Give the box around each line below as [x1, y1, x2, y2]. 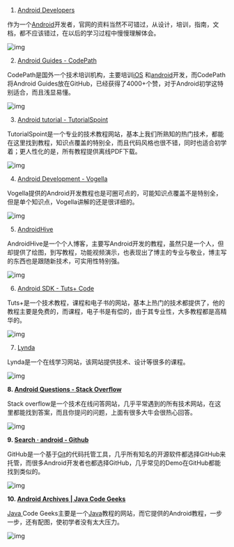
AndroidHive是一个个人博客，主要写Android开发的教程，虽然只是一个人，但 [7, 239, 224, 248]
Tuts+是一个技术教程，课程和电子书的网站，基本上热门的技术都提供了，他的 [7, 299, 225, 307]
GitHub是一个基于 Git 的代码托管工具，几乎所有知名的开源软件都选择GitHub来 [7, 450, 226, 458]
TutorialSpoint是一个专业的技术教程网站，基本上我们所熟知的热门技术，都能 [7, 130, 224, 138]
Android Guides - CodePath [17, 56, 97, 65]
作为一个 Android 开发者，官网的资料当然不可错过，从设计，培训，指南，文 [7, 20, 219, 29]
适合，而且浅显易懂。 [13, 88, 75, 96]
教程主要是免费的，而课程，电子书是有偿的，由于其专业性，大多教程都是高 [7, 308, 221, 315]
